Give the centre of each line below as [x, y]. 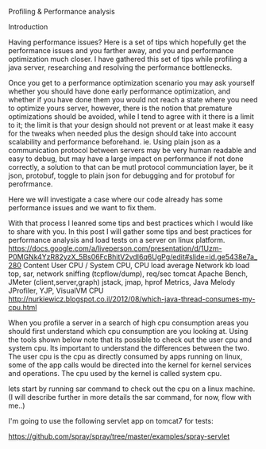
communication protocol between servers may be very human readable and [132, 150]
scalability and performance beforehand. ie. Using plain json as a [114, 142]
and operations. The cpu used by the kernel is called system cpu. [115, 373]
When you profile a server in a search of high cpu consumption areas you [128, 323]
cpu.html [23, 307]
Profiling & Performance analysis [62, 12]
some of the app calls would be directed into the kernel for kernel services [130, 365]
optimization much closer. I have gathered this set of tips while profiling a [128, 59]
